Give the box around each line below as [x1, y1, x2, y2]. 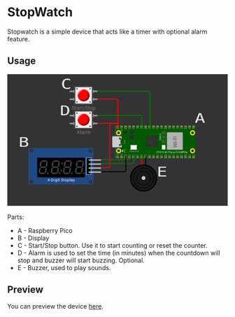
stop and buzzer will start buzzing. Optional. [17, 256, 145, 265]
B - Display [17, 234, 50, 242]
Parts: [7, 213, 24, 221]
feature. [7, 34, 30, 43]
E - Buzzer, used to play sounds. [17, 263, 111, 272]
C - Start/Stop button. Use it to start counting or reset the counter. [17, 241, 208, 249]
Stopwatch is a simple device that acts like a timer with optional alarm [7, 27, 208, 36]
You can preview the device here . [7, 302, 104, 311]
